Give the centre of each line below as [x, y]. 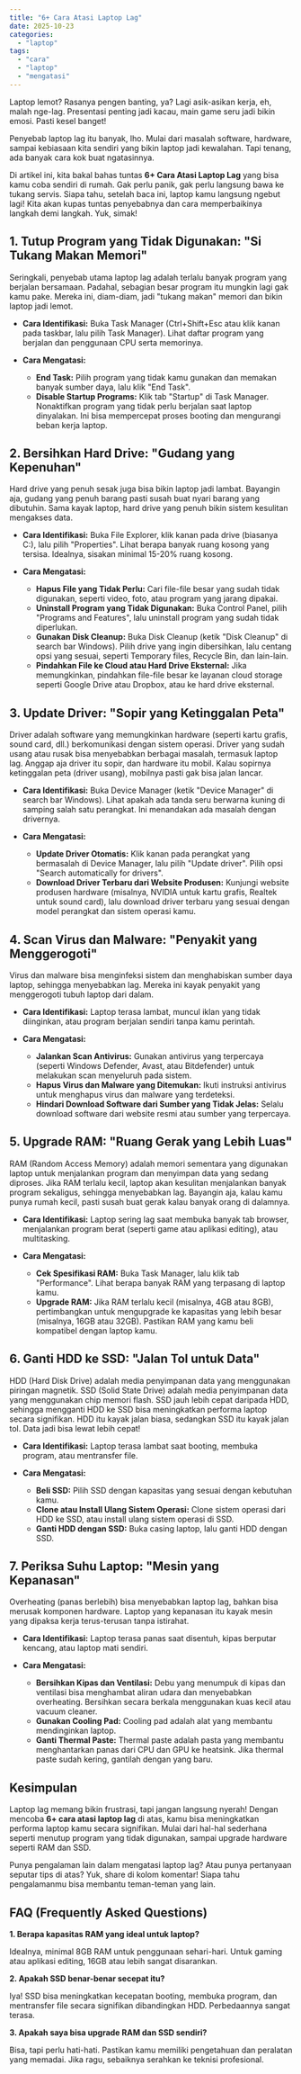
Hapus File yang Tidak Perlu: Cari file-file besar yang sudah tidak [158, 589]
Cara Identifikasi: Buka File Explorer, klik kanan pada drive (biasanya [150, 535]
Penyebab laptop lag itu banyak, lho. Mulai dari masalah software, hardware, [150, 138]
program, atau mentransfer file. [80, 1455]
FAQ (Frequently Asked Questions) [109, 1912]
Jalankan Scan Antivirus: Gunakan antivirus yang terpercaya [150, 1056]
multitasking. [46, 1238]
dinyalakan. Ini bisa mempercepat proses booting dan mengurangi [158, 416]
